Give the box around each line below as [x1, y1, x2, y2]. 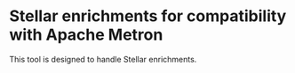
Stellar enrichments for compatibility [9, 6, 287, 26]
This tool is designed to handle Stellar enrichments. [9, 54, 197, 64]
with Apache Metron [9, 25, 163, 45]
